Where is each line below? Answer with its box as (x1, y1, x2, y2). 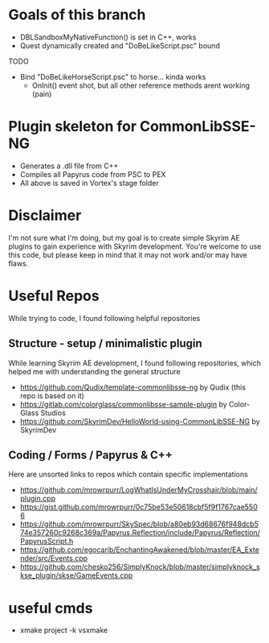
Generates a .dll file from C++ (19, 161, 119, 171)
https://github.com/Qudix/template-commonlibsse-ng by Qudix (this (19, 382, 247, 392)
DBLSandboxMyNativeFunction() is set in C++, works (19, 32, 197, 42)
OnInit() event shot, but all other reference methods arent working (31, 80, 251, 90)
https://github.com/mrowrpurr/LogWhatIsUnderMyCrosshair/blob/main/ (19, 485, 258, 495)
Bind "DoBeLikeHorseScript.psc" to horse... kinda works (19, 72, 206, 81)
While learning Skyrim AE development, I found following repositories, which (8, 358, 261, 368)
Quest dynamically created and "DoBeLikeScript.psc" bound (19, 40, 221, 50)
